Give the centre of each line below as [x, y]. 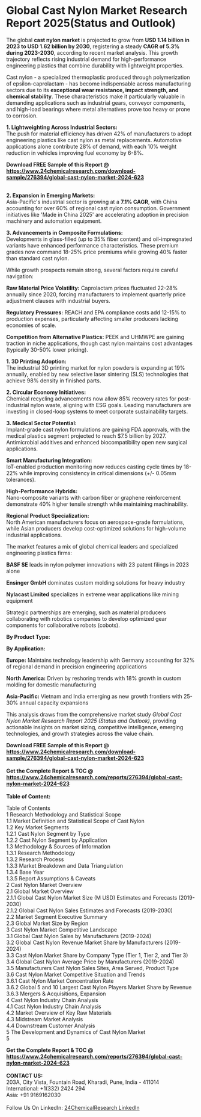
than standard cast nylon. [38, 258]
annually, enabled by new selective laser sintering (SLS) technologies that [97, 374]
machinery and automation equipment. [54, 221]
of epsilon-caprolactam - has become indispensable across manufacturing [99, 83]
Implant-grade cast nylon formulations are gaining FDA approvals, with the [98, 429]
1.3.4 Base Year [25, 872]
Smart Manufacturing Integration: [49, 460]
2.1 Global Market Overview [40, 891]
